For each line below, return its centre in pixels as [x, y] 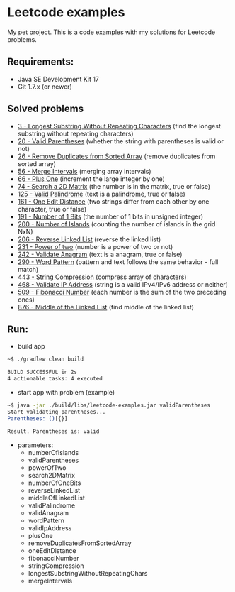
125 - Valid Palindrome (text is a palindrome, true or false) [101, 194]
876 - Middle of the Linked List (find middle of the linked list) [106, 307]
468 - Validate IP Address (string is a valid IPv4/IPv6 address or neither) [123, 284]
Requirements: [41, 62]
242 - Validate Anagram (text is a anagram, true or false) [100, 254]
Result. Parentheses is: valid [53, 431]
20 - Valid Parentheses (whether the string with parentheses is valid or [121, 141]
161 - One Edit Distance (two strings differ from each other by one [113, 201]
